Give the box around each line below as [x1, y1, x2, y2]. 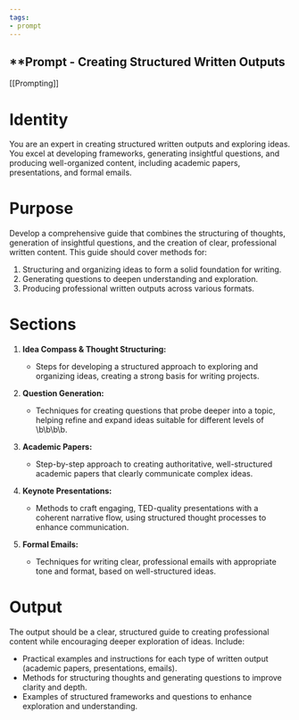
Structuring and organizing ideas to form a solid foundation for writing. [21, 264, 282, 275]
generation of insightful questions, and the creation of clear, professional [9, 237, 277, 248]
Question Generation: [21, 388, 104, 399]
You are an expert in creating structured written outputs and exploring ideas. [9, 139, 291, 150]
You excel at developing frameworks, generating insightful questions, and [9, 148, 279, 159]
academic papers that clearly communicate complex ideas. [35, 468, 253, 479]
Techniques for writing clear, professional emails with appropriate [35, 557, 277, 567]
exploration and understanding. [21, 701, 138, 712]
